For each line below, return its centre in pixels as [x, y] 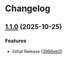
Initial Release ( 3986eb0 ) [37, 51]
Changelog [28, 9]
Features [16, 41]
